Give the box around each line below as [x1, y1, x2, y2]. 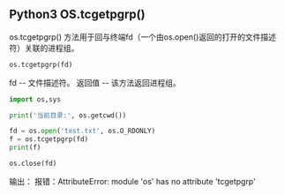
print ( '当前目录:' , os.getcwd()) [9, 110, 127, 120]
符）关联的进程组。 [9, 42, 79, 53]
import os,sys [9, 94, 62, 104]
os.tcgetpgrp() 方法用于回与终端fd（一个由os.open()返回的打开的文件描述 [9, 31, 276, 42]
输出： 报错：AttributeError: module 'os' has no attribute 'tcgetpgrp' [9, 176, 256, 186]
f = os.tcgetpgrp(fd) [9, 135, 89, 144]
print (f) [9, 143, 41, 153]
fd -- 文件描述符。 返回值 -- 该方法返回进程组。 [9, 77, 181, 87]
